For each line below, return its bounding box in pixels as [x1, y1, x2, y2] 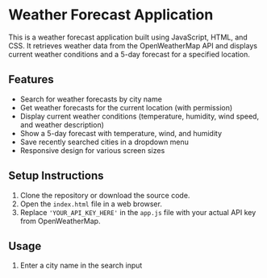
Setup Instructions [8, 169, 104, 183]
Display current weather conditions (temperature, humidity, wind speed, [19, 111, 260, 121]
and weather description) [19, 119, 105, 130]
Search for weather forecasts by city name [19, 94, 163, 104]
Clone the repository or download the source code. [19, 190, 190, 200]
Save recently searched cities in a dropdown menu [19, 137, 190, 147]
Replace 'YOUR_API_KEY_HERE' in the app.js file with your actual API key [19, 207, 257, 217]
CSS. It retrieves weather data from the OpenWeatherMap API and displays [8, 40, 258, 50]
